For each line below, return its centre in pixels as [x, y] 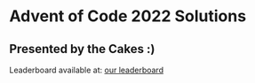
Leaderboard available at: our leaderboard [87, 70]
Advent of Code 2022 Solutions [128, 16]
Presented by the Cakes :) [82, 49]
